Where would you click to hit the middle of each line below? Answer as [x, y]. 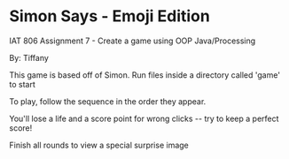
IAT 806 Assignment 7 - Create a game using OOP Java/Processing [133, 41]
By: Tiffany [29, 57]
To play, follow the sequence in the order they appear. [108, 101]
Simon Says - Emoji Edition [109, 16]
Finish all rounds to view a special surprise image [99, 145]
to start [22, 84]
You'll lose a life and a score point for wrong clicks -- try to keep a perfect [144, 118]
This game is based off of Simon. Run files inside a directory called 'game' [145, 75]
